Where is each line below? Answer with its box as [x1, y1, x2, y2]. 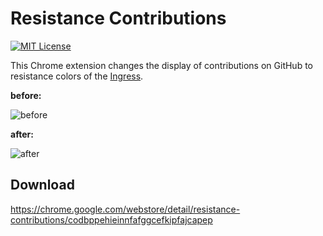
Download [10, 177, 75, 194]
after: [10, 128, 34, 140]
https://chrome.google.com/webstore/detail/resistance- [10, 203, 241, 215]
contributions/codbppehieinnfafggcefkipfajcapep [10, 213, 213, 226]
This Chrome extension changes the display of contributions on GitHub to [10, 59, 313, 71]
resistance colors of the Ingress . [10, 70, 144, 82]
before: [10, 89, 42, 101]
